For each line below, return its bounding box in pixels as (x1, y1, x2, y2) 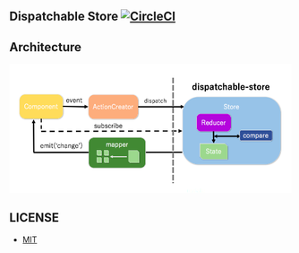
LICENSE (9, 210, 60, 225)
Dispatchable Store (9, 9, 119, 24)
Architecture (9, 39, 82, 55)
